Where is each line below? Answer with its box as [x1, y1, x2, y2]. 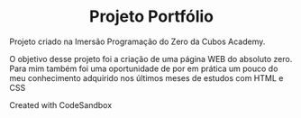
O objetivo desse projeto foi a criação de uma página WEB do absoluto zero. [9, 53, 293, 64]
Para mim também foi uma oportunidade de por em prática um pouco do [9, 63, 278, 74]
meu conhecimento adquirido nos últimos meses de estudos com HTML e [9, 72, 284, 83]
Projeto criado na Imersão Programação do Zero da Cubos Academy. [9, 36, 266, 47]
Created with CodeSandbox [9, 99, 113, 110]
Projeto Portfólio [88, 6, 214, 27]
